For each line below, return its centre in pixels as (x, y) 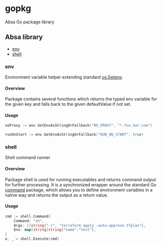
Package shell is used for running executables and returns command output (81, 180)
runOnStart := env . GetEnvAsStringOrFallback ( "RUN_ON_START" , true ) (74, 135)
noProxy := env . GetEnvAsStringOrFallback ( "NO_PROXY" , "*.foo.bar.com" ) (79, 126)
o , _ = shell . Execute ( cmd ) (32, 239)
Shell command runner (28, 158)
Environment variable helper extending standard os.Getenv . (64, 77)
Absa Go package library (30, 22)
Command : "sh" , (29, 221)
